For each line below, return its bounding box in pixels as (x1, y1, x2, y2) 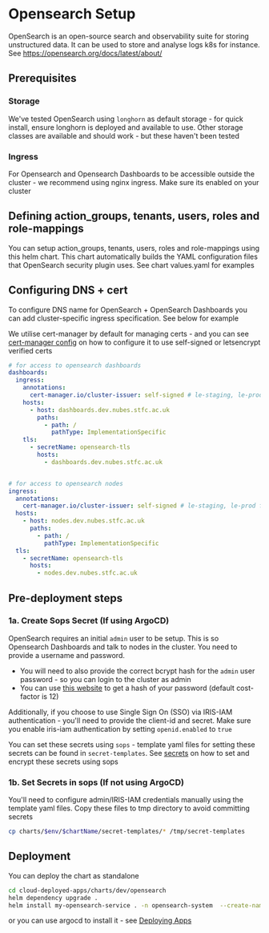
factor (19, 691, 40, 701)
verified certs (8, 345, 53, 355)
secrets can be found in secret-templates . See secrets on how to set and (8, 748, 250, 757)
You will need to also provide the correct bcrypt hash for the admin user (19, 666, 255, 676)
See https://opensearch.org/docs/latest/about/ (8, 48, 163, 58)
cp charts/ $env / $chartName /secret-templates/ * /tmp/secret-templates (8, 827, 246, 836)
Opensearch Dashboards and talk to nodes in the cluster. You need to (8, 642, 238, 652)
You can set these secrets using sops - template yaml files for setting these (8, 739, 255, 749)
